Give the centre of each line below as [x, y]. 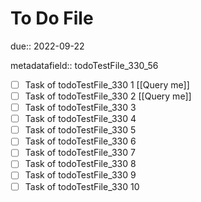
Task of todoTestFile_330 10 [82, 186]
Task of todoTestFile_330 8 [80, 164]
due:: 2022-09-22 [47, 46]
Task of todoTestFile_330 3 [80, 108]
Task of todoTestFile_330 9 [80, 175]
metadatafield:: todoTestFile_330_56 [84, 65]
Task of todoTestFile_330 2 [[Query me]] [108, 96]
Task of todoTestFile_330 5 [80, 130]
